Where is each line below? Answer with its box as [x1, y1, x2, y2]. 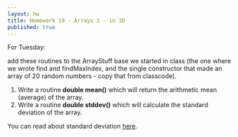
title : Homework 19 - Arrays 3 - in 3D [7, 17, 126, 24]
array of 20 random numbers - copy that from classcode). [7, 72, 177, 80]
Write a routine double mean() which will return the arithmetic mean [17, 86, 217, 94]
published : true [7, 23, 55, 31]
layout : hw [7, 10, 40, 18]
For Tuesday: [7, 43, 46, 52]
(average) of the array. [17, 93, 84, 102]
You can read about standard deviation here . [7, 122, 138, 131]
